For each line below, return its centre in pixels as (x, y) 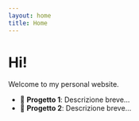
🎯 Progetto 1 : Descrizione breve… (75, 100)
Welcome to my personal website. (64, 84)
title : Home (28, 23)
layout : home (30, 16)
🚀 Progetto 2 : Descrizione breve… (75, 108)
